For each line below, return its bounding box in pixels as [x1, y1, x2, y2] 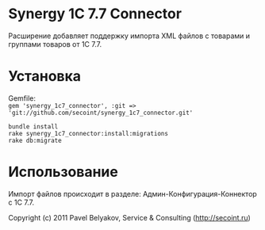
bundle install [8, 122, 59, 131]
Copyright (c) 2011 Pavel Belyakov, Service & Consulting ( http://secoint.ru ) [8, 213, 252, 222]
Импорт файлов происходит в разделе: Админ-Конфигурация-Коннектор [8, 189, 258, 198]
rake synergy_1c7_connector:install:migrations [8, 129, 169, 137]
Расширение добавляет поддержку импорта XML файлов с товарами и [8, 31, 251, 40]
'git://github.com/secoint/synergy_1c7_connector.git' [8, 109, 194, 117]
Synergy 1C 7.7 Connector [8, 5, 182, 23]
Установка [8, 67, 82, 86]
